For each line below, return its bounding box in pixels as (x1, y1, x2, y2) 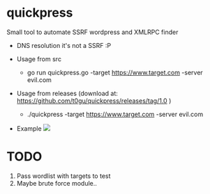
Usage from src (16, 54, 62, 63)
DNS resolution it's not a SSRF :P (16, 41, 112, 49)
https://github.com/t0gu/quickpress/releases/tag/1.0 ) (16, 96, 172, 105)
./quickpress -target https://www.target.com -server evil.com (27, 110, 204, 118)
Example (16, 124, 43, 133)
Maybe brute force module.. (16, 179, 97, 187)
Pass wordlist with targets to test (16, 172, 111, 180)
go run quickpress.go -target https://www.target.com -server (27, 68, 203, 76)
